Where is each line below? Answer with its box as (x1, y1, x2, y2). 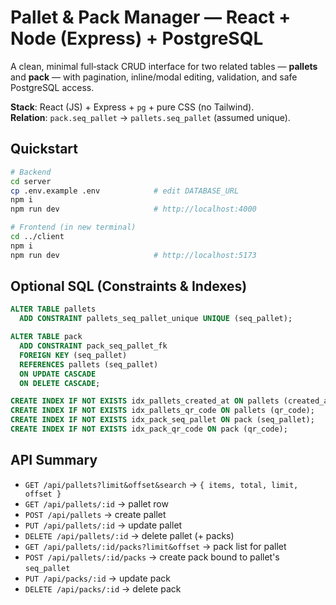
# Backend (10, 167, 52, 177)
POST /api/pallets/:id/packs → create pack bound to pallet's (24, 551, 280, 563)
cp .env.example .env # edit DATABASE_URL (10, 186, 240, 196)
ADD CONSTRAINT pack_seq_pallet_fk (19, 341, 168, 351)
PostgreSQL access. (10, 81, 95, 93)
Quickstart (10, 141, 79, 158)
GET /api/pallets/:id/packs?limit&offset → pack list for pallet (24, 540, 287, 552)
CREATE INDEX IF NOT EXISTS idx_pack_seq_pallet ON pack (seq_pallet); (10, 415, 315, 425)
